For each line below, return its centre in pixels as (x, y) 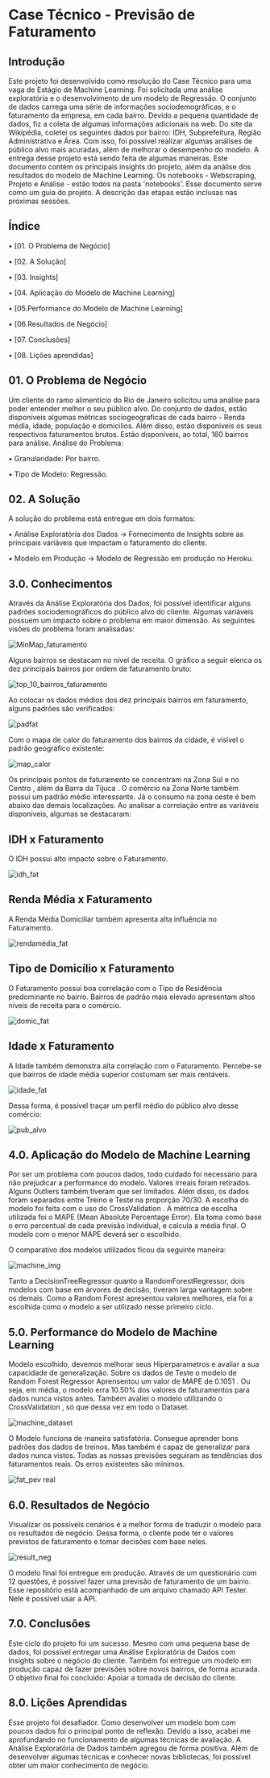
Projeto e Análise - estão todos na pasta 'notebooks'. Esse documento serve (135, 184)
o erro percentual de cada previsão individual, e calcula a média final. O (127, 1226)
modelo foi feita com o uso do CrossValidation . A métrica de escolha (123, 1209)
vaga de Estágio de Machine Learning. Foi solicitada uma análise (116, 90)
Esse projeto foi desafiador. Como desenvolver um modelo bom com (122, 1722)
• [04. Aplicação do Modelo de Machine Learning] (92, 293)
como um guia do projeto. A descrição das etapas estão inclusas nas (123, 192)
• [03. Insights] (33, 277)
